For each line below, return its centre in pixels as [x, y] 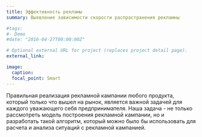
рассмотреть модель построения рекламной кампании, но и [85, 115]
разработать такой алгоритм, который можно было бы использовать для [101, 121]
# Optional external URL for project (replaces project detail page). [97, 51]
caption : [23, 72]
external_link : [25, 56]
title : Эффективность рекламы [44, 12]
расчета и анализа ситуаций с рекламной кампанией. [76, 127]
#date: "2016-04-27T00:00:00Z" [46, 40]
